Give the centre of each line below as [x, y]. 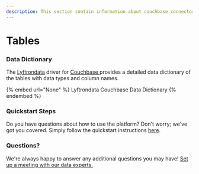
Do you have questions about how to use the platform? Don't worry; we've [97, 124]
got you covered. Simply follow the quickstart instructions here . [84, 130]
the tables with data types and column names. [62, 78]
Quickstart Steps [31, 111]
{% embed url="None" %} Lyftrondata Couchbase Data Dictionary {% [91, 90]
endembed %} [24, 96]
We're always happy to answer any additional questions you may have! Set [97, 158]
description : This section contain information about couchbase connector [100, 12]
